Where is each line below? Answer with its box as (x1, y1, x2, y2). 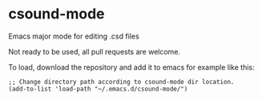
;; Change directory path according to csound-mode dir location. (8, 78, 235, 86)
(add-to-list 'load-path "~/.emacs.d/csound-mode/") (8, 85, 188, 93)
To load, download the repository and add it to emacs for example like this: (8, 62, 255, 72)
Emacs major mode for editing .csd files (8, 31, 140, 41)
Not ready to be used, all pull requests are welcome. (8, 46, 181, 56)
